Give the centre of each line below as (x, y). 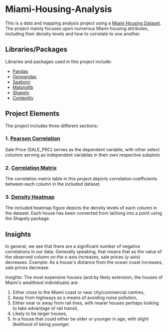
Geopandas (24, 77)
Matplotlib (23, 87)
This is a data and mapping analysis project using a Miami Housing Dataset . (83, 23)
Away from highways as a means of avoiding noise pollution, (75, 298)
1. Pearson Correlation (33, 139)
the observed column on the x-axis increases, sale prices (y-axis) (73, 257)
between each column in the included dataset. (53, 184)
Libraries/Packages (36, 49)
